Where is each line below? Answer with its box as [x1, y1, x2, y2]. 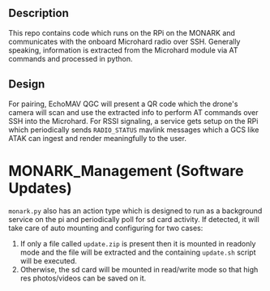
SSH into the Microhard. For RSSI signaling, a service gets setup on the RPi [8, 116, 259, 126]
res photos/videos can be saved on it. [19, 273, 147, 283]
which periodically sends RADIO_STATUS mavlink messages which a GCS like [8, 125, 259, 135]
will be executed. [19, 255, 77, 266]
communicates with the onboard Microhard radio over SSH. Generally [8, 36, 241, 46]
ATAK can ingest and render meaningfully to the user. [8, 133, 186, 143]
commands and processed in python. [8, 53, 133, 63]
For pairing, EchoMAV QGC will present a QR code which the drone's [8, 99, 238, 109]
